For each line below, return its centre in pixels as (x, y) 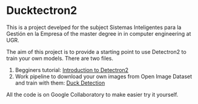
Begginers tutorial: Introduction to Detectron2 (72, 70)
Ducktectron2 (42, 11)
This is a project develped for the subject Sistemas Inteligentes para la (94, 27)
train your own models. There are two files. (60, 58)
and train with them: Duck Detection (60, 83)
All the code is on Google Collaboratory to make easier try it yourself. (92, 94)
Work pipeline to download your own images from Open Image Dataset (104, 76)
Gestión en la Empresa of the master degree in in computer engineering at (99, 33)
